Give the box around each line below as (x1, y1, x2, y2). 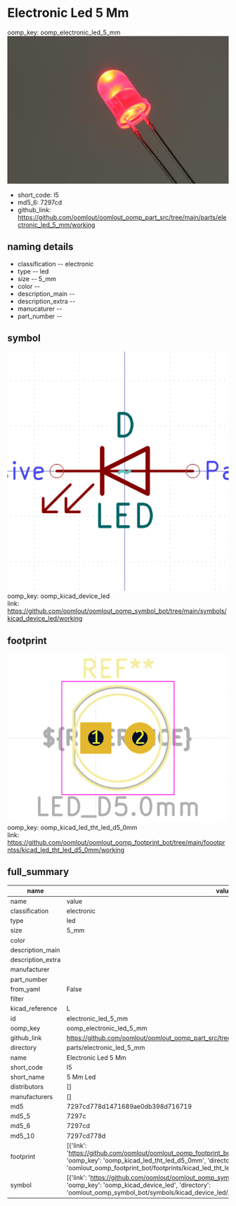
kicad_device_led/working (7, 614, 83, 623)
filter (10, 994, 25, 1003)
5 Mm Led (66, 1073, 96, 1082)
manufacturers (10, 1092, 53, 1101)
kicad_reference (10, 1004, 58, 1013)
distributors (10, 1082, 44, 1091)
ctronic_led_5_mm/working (17, 220, 96, 229)
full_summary (7, 866, 70, 878)
